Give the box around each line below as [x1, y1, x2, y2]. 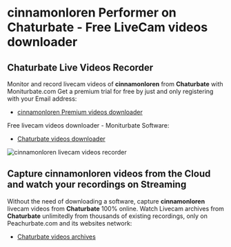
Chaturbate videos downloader [17, 135, 106, 143]
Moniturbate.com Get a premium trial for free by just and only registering [7, 88, 214, 95]
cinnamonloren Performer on [7, 5, 177, 21]
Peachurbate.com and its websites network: [7, 219, 132, 227]
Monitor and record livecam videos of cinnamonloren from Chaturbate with [7, 80, 223, 88]
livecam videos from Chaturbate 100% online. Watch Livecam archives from [7, 204, 224, 213]
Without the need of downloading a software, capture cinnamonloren [7, 197, 205, 205]
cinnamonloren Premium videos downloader [17, 108, 143, 116]
